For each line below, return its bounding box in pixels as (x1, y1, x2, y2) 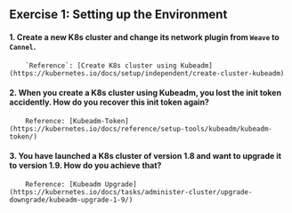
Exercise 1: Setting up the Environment (9, 7, 228, 22)
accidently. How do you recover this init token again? (9, 97, 209, 107)
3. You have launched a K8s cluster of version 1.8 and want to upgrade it (9, 151, 282, 162)
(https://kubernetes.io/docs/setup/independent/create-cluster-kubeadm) (9, 68, 285, 78)
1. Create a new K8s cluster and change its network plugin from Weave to (9, 31, 280, 43)
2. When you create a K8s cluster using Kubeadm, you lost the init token (9, 88, 282, 99)
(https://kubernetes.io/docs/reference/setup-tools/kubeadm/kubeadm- (9, 124, 273, 133)
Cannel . (9, 41, 36, 51)
